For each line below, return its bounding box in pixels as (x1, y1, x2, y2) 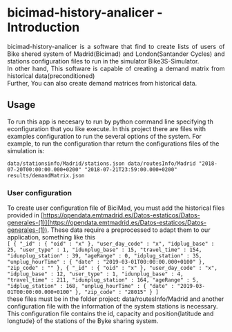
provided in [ (7, 211, 43, 219)
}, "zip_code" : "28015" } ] (75, 289, 159, 296)
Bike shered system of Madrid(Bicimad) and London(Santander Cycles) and (7, 50, 225, 58)
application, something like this (7, 233, 95, 242)
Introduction (7, 19, 80, 35)
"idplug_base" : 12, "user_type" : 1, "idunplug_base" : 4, (7, 271, 184, 277)
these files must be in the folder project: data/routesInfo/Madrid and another (7, 295, 224, 303)
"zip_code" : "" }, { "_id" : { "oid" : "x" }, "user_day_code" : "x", (7, 264, 217, 272)
